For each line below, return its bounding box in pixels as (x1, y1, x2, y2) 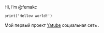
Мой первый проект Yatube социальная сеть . (4, 22, 100, 28)
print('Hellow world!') (4, 14, 53, 18)
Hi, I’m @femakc (4, 4, 37, 10)
